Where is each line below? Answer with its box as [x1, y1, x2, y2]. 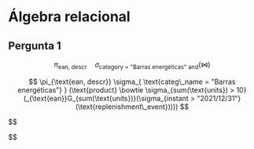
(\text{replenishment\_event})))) [75, 102, 179, 111]
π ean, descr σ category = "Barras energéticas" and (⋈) [53, 60, 211, 71]
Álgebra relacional [8, 8, 131, 26]
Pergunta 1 [8, 39, 61, 53]
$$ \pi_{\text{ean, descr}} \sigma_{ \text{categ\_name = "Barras [28, 77, 236, 86]
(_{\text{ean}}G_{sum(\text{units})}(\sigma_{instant [23, 93, 189, 103]
